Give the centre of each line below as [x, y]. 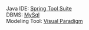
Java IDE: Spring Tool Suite [39, 9]
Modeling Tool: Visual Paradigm [45, 21]
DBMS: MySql [23, 15]
